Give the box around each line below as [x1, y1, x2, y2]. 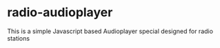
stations [7, 34, 30, 42]
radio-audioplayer [7, 5, 113, 20]
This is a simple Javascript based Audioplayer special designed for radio [7, 27, 214, 35]
